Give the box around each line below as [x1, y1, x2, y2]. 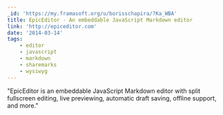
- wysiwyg [19, 67, 48, 74]
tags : [7, 36, 23, 43]
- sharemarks [19, 61, 57, 68]
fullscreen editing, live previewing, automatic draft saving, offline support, [7, 94, 217, 102]
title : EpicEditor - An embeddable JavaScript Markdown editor [7, 17, 193, 23]
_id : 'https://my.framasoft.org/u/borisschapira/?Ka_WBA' [7, 10, 177, 17]
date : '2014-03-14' [7, 29, 64, 36]
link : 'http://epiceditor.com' [7, 23, 97, 30]
